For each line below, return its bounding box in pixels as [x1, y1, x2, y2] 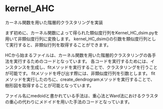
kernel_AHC [5, 3, 54, 14]
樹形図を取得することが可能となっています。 [5, 82, 94, 88]
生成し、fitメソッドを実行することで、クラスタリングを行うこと [30, 64, 158, 70]
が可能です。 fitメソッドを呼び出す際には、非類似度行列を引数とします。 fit [5, 70, 156, 76]
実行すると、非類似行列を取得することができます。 [9, 42, 111, 47]
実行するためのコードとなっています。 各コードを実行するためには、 [13, 58, 151, 64]
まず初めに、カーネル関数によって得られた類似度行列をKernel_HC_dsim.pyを [5, 30, 159, 35]
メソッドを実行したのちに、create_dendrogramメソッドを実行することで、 [5, 76, 155, 82]
